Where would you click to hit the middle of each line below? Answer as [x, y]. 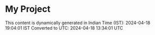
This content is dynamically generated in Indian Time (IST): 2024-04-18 [78, 23]
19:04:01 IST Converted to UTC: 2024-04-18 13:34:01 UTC [64, 28]
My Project [28, 9]
